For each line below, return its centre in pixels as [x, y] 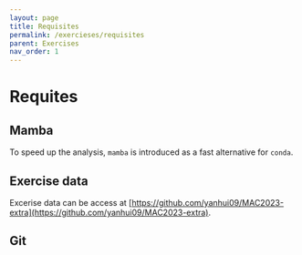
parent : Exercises [44, 43]
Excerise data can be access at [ [71, 202]
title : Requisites [44, 26]
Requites [44, 97]
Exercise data [49, 181]
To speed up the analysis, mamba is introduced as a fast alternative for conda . [151, 152]
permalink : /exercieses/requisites [77, 35]
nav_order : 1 [34, 52]
